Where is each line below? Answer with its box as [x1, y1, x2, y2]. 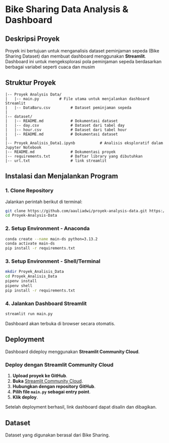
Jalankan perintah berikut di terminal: [5, 199, 82, 205]
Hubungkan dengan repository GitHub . [12, 383, 96, 389]
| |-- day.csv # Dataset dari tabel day [5, 123, 125, 128]
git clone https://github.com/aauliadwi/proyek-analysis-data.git [5, 208, 147, 213]
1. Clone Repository [5, 187, 54, 194]
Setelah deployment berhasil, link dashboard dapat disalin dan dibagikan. [5, 404, 157, 410]
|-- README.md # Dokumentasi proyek [5, 149, 116, 155]
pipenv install [5, 279, 37, 284]
